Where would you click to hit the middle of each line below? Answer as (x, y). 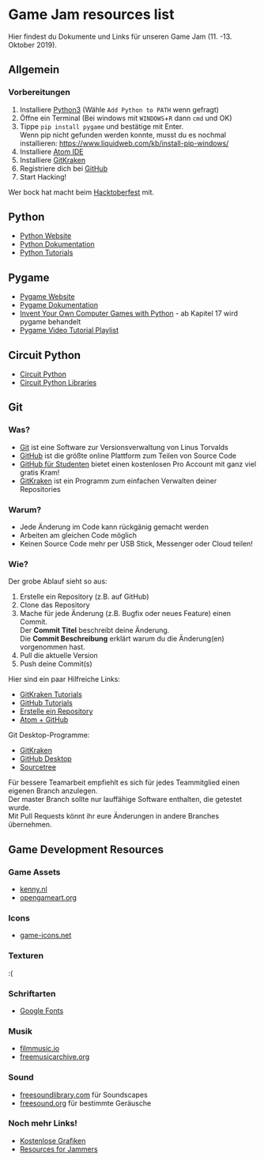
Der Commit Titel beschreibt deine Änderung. (94, 630)
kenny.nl (33, 889)
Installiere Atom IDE (51, 151)
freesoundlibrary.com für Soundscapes (83, 1095)
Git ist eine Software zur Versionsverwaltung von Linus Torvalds (124, 447)
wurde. (20, 807)
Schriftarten (32, 993)
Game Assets (34, 872)
